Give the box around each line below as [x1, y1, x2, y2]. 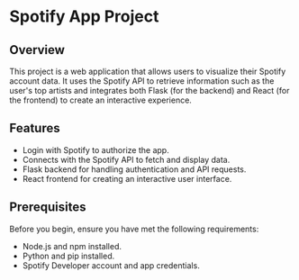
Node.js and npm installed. [22, 240, 122, 251]
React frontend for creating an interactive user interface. [22, 173, 232, 184]
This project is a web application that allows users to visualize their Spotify [9, 66, 286, 77]
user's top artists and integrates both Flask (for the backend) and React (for [9, 86, 290, 95]
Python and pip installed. [22, 250, 115, 261]
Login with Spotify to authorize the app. [22, 144, 169, 155]
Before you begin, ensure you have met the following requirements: [9, 223, 259, 234]
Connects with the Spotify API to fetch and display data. [22, 154, 231, 165]
